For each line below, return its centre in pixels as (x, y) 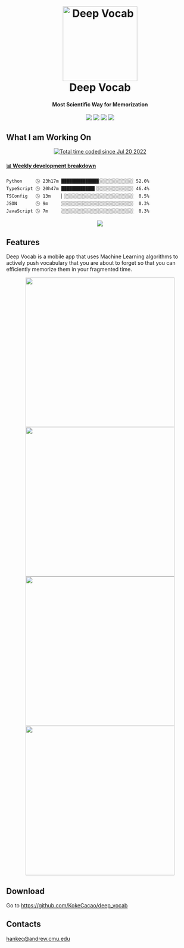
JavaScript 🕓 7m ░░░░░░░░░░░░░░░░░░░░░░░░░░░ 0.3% (78, 211)
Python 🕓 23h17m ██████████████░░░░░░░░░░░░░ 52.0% (78, 181)
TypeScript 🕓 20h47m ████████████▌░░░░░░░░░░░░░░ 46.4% (78, 189)
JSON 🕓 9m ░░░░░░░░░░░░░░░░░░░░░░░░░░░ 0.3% (78, 204)
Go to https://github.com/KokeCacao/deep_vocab (67, 906)
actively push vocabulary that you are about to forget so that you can (91, 263)
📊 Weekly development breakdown (51, 166)
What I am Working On (49, 137)
